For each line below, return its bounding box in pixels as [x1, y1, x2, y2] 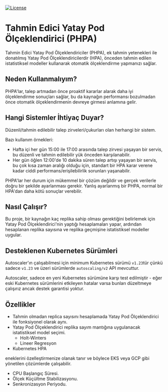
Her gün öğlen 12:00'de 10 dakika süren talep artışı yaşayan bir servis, [12, 157, 157, 163]
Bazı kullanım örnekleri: [5, 136, 54, 143]
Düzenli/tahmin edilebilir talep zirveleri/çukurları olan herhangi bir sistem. [5, 127, 156, 133]
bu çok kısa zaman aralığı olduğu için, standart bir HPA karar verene [12, 162, 153, 168]
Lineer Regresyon [20, 340, 57, 346]
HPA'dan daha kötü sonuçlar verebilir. [5, 188, 83, 194]
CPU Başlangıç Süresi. [12, 370, 59, 376]
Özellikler [5, 300, 36, 309]
